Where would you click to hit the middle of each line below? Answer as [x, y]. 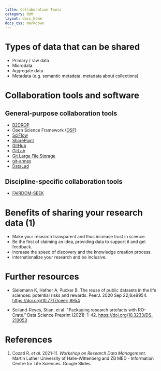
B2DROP [21, 125]
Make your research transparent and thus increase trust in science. [79, 236]
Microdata [22, 65]
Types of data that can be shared [73, 47]
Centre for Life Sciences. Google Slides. [52, 363]
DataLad [20, 166]
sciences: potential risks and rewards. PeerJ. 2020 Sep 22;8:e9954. [80, 295]
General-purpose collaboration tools [61, 113]
